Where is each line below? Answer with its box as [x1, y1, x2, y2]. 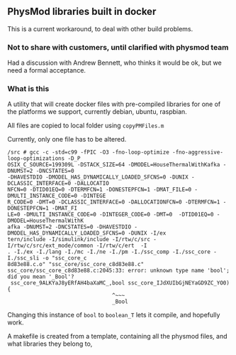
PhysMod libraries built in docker [7, 6, 157, 18]
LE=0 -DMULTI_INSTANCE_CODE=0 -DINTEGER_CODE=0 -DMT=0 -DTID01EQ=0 [7, 211, 214, 218]
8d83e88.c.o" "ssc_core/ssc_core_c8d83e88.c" [7, 261, 144, 268]
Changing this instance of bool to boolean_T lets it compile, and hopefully [7, 311, 220, 319]
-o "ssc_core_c [42, 255, 87, 262]
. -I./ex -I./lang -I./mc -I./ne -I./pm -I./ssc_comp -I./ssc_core [7, 248, 211, 255]
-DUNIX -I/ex [128, 230, 167, 237]
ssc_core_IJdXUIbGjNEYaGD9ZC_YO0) [128, 280, 230, 287]
